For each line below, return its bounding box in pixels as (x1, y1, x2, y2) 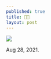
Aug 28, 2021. (6, 46, 39, 53)
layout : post (6, 19, 38, 25)
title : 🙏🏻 (6, 14, 30, 20)
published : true (6, 8, 45, 15)
